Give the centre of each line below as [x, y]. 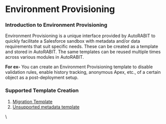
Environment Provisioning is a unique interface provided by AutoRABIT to [80, 36]
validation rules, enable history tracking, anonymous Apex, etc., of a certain [83, 72]
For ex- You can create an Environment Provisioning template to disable [79, 67]
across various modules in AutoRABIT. [44, 57]
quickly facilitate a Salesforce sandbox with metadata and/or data [73, 41]
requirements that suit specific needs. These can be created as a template [82, 47]
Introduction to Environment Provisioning [56, 25]
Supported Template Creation [42, 90]
